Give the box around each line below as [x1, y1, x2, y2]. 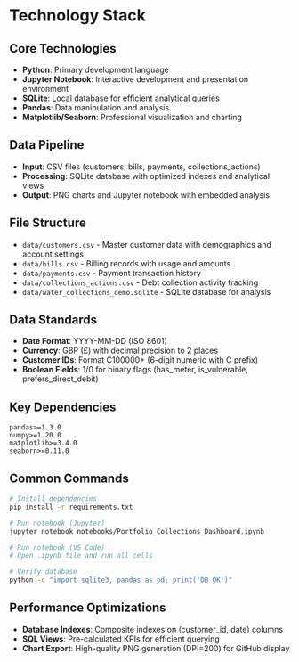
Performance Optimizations [9, 601, 166, 616]
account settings [21, 249, 85, 259]
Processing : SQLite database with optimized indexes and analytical [21, 170, 270, 181]
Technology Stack [9, 5, 147, 26]
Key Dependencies [9, 399, 117, 414]
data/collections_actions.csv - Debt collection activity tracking [21, 277, 259, 288]
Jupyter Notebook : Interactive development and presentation [21, 74, 249, 85]
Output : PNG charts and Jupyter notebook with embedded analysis [21, 189, 270, 200]
